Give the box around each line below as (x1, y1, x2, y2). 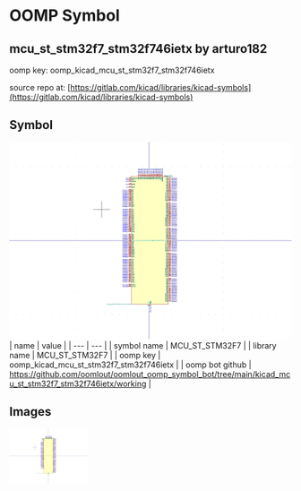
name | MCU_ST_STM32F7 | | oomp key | (9, 349, 161, 360)
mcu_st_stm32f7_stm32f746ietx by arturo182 (9, 41, 268, 56)
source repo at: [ (9, 82, 71, 92)
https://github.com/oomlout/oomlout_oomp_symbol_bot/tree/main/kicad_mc (9, 368, 291, 379)
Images (9, 404, 52, 419)
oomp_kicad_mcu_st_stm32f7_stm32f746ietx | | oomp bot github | (9, 359, 253, 370)
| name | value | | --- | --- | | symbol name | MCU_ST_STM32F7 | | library (9, 340, 277, 350)
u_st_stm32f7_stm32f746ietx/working (9, 378, 147, 389)
